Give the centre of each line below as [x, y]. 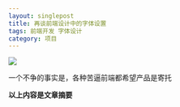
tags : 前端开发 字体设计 [45, 31]
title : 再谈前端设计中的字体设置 [58, 24]
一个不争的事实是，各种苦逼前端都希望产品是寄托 [90, 78]
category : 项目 [33, 39]
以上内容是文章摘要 [41, 95]
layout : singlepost [41, 16]
